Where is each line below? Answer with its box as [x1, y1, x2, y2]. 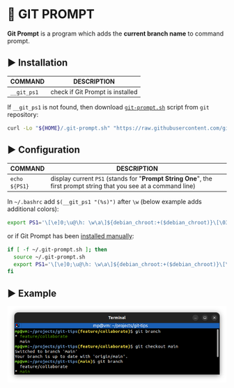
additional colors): [7, 205, 59, 213]
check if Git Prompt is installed [50, 87, 138, 96]
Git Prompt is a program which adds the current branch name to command [7, 29, 224, 38]
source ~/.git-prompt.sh [13, 254, 86, 261]
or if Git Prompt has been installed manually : [7, 231, 134, 240]
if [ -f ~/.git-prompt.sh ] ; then [7, 246, 108, 253]
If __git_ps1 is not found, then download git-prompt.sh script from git [7, 103, 210, 111]
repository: [7, 111, 39, 118]
